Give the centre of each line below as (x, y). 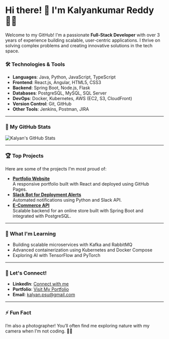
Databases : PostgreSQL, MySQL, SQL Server (60, 93)
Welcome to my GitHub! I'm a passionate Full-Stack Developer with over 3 (82, 35)
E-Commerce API (31, 205)
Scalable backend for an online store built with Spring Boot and (78, 210)
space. (12, 51)
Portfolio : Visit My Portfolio (41, 289)
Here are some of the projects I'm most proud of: (56, 168)
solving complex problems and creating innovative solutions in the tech (79, 45)
